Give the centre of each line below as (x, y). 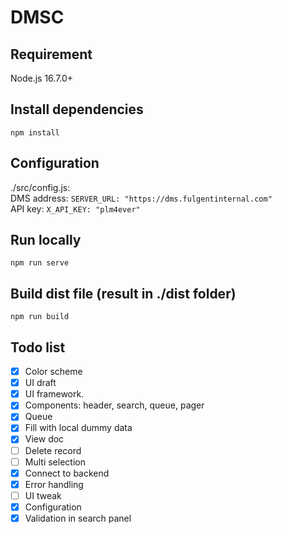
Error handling (54, 484)
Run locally (46, 240)
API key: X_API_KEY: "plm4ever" (75, 208)
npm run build (40, 317)
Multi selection (55, 462)
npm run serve (40, 263)
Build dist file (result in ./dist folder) (123, 293)
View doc (44, 439)
